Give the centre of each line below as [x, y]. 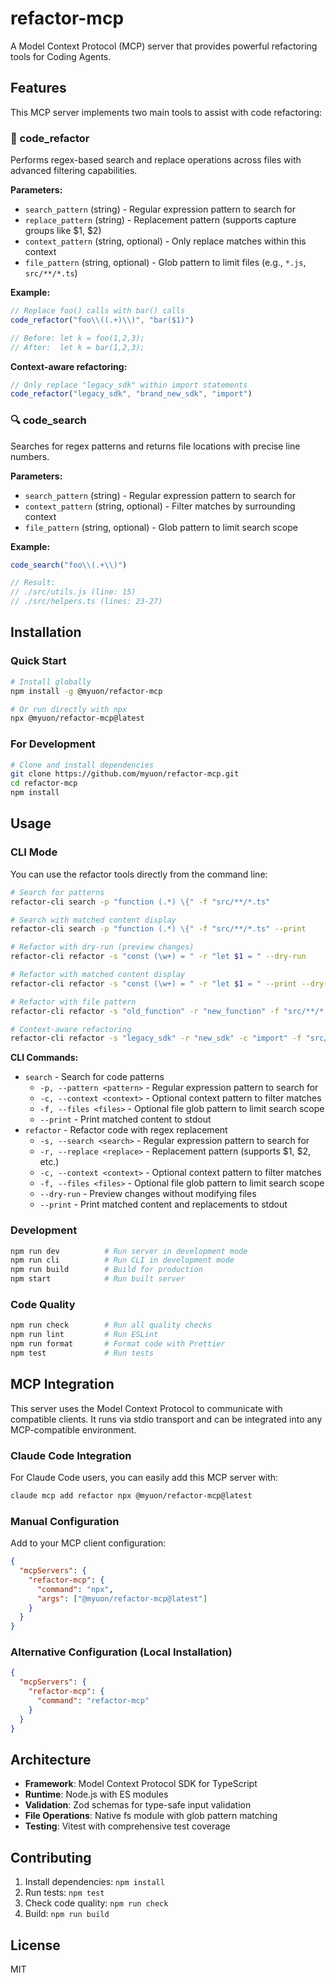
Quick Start [38, 661]
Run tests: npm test [64, 1893]
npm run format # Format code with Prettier [118, 1344]
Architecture [51, 1759]
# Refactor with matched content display [98, 975]
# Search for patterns [57, 892]
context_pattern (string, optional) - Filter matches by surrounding [160, 506]
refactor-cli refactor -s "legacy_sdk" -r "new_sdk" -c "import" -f [156, 1038]
